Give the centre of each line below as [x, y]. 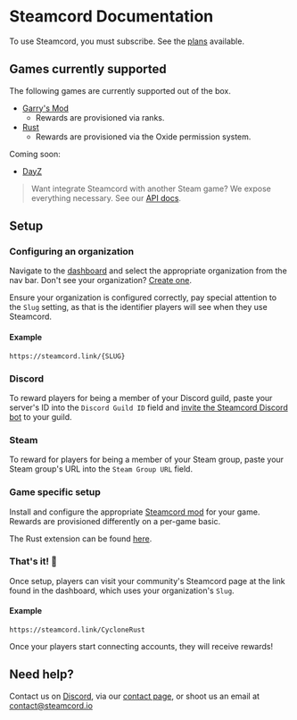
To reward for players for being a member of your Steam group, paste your [146, 460]
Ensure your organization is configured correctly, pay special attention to [143, 297]
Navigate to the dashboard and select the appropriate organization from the [148, 271]
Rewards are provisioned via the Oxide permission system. [143, 137]
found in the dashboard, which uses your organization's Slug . [122, 590]
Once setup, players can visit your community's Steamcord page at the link [147, 581]
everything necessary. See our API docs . [106, 197]
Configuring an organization [72, 252]
